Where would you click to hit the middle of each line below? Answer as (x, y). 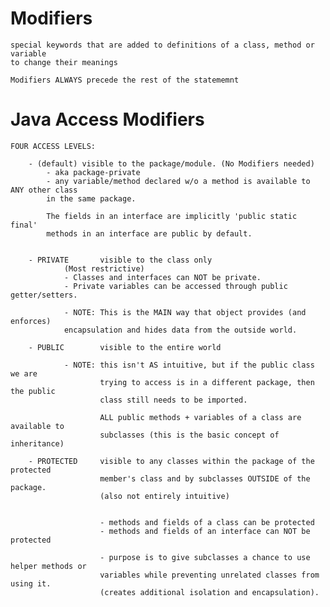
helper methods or (48, 566)
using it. (31, 583)
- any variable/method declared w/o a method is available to (178, 181)
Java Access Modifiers (107, 119)
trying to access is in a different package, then (207, 382)
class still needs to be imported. (173, 400)
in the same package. (91, 198)
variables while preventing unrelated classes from (209, 575)
